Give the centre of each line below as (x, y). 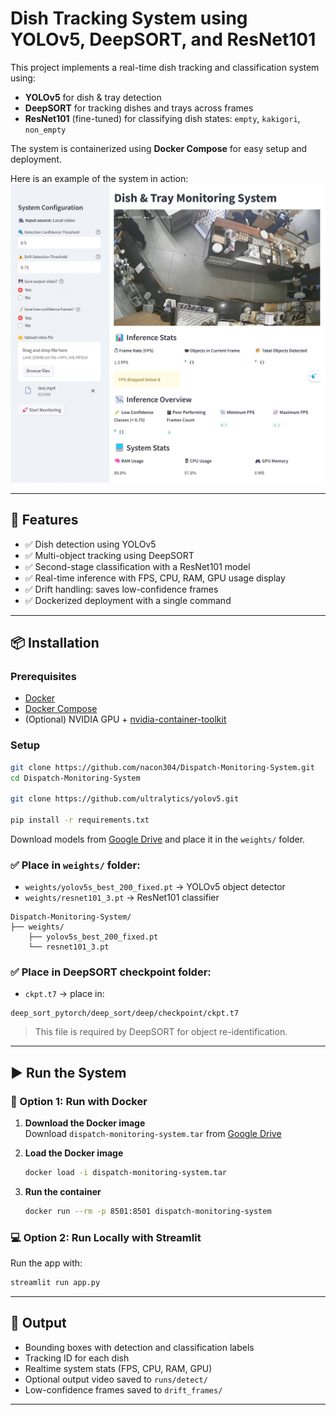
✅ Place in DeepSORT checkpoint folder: (111, 972)
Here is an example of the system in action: (99, 178)
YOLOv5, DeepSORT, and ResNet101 (163, 39)
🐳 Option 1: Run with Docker (79, 1101)
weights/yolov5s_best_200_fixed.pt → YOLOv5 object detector (155, 887)
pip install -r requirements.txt (80, 820)
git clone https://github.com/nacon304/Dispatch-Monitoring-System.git (162, 767)
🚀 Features (44, 520)
